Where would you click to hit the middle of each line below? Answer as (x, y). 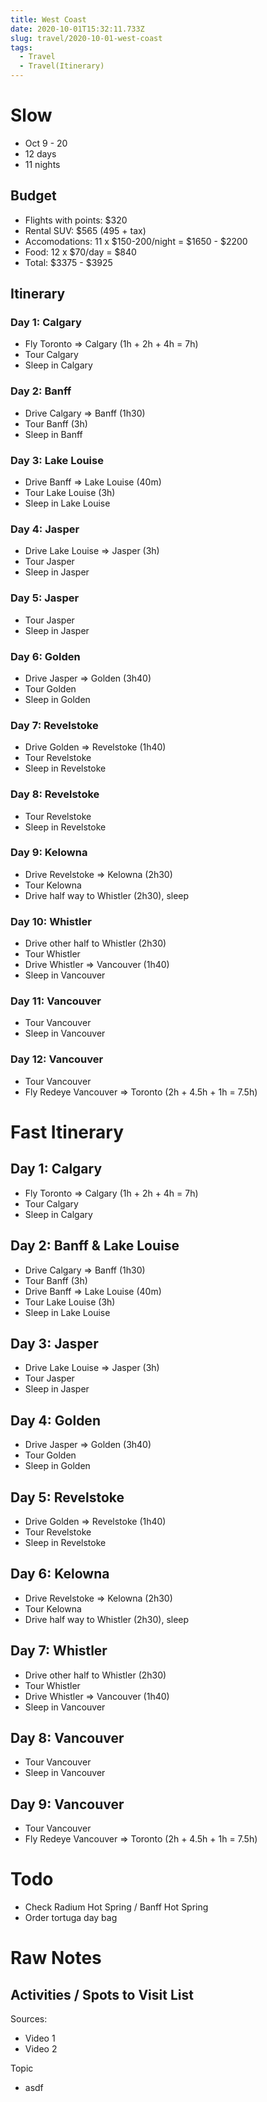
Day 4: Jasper (45, 529)
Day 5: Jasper (45, 598)
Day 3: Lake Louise (57, 460)
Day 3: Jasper (54, 1343)
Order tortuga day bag (71, 1918)
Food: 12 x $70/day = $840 (80, 252)
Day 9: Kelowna (49, 853)
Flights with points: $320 (76, 220)
